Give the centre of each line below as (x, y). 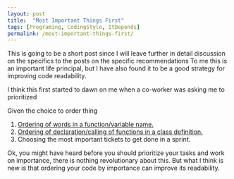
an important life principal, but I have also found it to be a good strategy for (116, 68)
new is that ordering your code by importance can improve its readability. (113, 168)
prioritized (22, 97)
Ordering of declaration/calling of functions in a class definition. (110, 132)
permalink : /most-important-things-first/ (70, 33)
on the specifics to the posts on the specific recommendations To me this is (117, 61)
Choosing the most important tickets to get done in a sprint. (104, 140)
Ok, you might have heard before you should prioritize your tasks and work (116, 153)
